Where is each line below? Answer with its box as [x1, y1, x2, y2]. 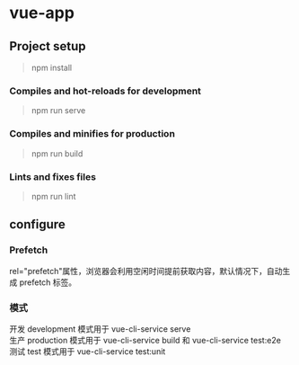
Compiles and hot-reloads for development [9, 85, 202, 97]
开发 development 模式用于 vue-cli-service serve [9, 323, 191, 334]
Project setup [9, 39, 87, 54]
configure [9, 217, 66, 232]
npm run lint [31, 191, 76, 201]
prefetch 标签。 [19, 277, 77, 288]
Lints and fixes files [9, 170, 97, 182]
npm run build [31, 147, 84, 159]
